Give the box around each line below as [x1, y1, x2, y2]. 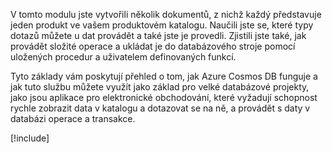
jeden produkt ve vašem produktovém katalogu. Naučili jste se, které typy [10, 19, 314, 31]
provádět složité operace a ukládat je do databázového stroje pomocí [10, 40, 296, 52]
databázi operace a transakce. [10, 113, 136, 124]
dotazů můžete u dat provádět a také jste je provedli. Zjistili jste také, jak [10, 30, 307, 41]
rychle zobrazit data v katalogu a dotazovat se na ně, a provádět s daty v [10, 102, 311, 114]
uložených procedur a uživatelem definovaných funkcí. [10, 51, 237, 63]
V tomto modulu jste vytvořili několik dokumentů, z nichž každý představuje [10, 9, 322, 20]
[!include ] [10, 132, 50, 144]
